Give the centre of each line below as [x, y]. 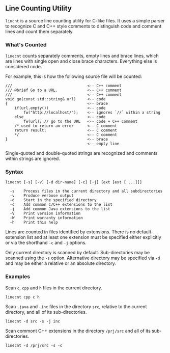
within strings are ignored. [33, 159]
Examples [18, 277]
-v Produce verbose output [42, 196]
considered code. [24, 67]
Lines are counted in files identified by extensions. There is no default [78, 232]
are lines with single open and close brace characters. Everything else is [81, 61]
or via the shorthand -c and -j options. [46, 243]
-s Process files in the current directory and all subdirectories [86, 191]
